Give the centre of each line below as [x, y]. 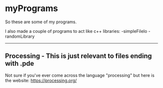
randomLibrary [20, 36]
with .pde [20, 64]
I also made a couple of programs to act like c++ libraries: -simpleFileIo [76, 31]
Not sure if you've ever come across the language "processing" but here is [80, 75]
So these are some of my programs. [41, 22]
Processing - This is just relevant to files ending [78, 56]
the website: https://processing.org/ [41, 80]
